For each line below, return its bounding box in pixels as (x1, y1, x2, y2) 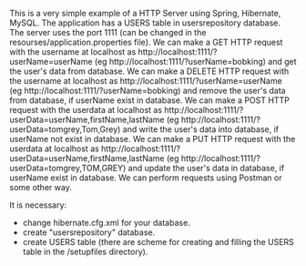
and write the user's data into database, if (122, 124, 280, 135)
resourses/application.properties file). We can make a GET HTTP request (9, 36, 283, 47)
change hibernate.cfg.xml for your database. (22, 218, 191, 228)
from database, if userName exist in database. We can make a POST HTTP (9, 95, 290, 106)
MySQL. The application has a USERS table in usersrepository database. (9, 17, 280, 28)
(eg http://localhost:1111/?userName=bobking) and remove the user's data (9, 86, 286, 96)
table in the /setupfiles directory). (22, 246, 148, 257)
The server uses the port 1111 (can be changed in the (9, 27, 207, 37)
